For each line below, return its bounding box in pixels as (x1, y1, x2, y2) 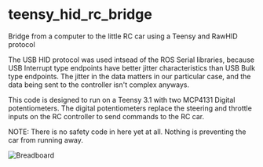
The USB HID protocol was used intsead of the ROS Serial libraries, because (8, 55, 255, 64)
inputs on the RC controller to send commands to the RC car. (8, 111, 205, 121)
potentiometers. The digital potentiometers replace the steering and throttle (8, 103, 253, 113)
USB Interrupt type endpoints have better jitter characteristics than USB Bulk (8, 63, 256, 72)
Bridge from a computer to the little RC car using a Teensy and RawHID (8, 31, 238, 41)
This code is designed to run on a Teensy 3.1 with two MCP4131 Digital (8, 95, 236, 104)
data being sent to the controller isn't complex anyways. (8, 80, 190, 89)
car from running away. (8, 135, 84, 144)
